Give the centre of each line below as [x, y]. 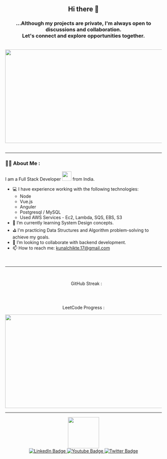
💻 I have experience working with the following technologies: [76, 189]
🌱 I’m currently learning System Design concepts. [63, 223]
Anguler [28, 207]
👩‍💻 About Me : [23, 163]
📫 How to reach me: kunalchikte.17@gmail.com [61, 248]
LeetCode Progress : [83, 307]
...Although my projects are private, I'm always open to [83, 23]
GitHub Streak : [86, 283]
